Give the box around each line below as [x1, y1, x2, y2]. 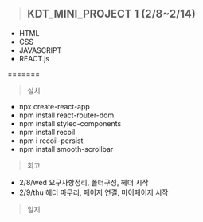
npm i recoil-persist [18, 136, 84, 145]
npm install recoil [18, 127, 76, 137]
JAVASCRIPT [18, 45, 62, 55]
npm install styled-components [18, 118, 122, 128]
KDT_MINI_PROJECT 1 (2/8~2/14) [26, 7, 196, 21]
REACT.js [18, 54, 50, 63]
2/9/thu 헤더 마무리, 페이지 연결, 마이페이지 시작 [18, 188, 169, 197]
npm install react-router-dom [18, 110, 115, 120]
